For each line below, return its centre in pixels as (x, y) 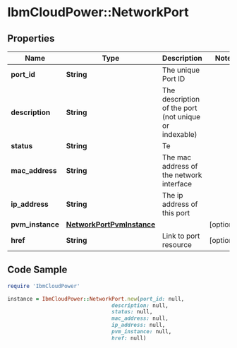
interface (177, 184)
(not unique (181, 117)
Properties (31, 38)
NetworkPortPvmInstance (111, 224)
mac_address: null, (140, 318)
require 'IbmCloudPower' (44, 286)
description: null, (140, 305)
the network (182, 175)
